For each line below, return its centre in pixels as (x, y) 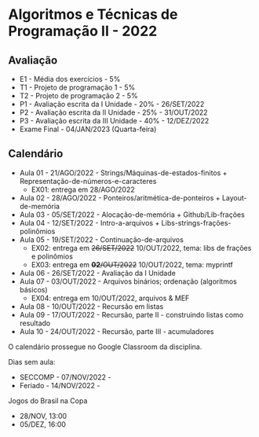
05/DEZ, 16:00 (43, 424)
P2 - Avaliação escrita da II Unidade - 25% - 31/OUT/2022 (113, 112)
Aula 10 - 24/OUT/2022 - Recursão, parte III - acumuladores (117, 331)
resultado (35, 323)
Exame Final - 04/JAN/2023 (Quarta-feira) (88, 129)
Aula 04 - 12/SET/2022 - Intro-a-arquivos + (89, 222)
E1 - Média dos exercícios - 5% (70, 79)
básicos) (34, 289)
